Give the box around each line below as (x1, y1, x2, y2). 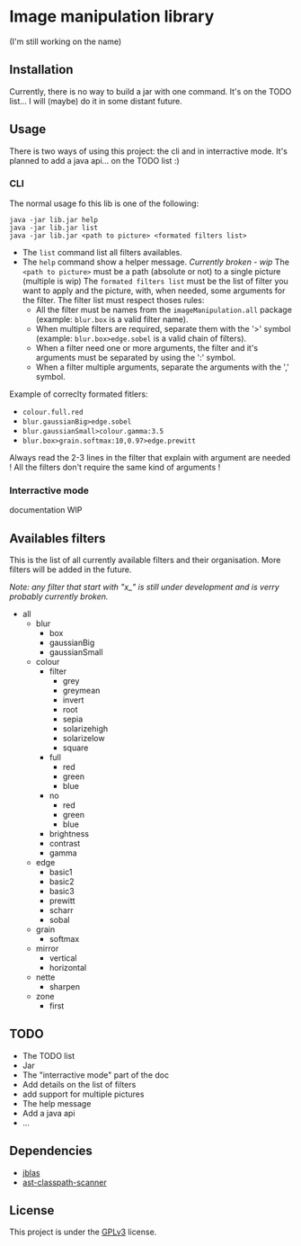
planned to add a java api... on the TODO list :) (9, 155, 180, 166)
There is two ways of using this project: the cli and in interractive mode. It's (9, 146, 288, 157)
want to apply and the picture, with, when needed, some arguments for (22, 285, 286, 296)
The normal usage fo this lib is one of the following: (9, 198, 199, 209)
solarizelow (62, 732, 105, 743)
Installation (9, 62, 74, 77)
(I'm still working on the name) (9, 36, 122, 47)
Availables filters (9, 531, 106, 546)
